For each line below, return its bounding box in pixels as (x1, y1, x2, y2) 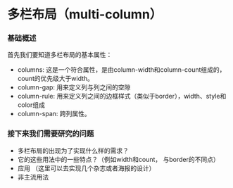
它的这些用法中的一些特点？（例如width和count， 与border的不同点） (17, 155, 220, 163)
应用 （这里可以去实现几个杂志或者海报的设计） (17, 163, 156, 173)
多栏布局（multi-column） (7, 6, 163, 23)
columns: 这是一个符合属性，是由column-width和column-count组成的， (17, 65, 226, 74)
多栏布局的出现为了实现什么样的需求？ (17, 146, 129, 155)
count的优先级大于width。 (17, 75, 94, 83)
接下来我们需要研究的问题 (7, 129, 94, 139)
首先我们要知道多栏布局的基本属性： (7, 51, 113, 59)
